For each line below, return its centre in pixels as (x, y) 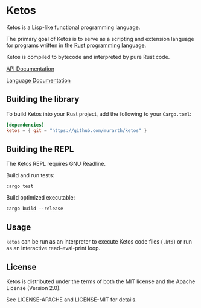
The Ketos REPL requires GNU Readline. (56, 164)
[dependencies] (25, 125)
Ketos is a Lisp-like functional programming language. (73, 27)
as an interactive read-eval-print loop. (53, 248)
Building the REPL (40, 149)
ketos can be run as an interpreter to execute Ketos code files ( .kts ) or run (99, 242)
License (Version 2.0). (34, 288)
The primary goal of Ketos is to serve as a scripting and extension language (100, 39)
